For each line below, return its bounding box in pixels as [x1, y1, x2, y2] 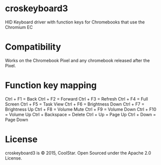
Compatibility [5, 41, 61, 53]
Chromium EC [5, 24, 33, 30]
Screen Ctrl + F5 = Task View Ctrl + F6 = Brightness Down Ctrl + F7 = [5, 101, 144, 107]
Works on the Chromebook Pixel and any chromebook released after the [5, 57, 150, 63]
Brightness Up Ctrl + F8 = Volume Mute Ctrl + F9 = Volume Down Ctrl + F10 [5, 106, 157, 112]
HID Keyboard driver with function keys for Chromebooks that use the [5, 19, 145, 25]
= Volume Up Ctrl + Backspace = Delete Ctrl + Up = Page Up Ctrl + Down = [5, 111, 157, 117]
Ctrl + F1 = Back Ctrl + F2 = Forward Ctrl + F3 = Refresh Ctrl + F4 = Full [5, 96, 148, 102]
